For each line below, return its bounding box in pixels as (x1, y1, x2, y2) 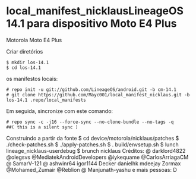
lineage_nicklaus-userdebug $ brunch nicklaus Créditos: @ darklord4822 (6, 147, 186, 154)
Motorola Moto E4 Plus (6, 36, 62, 43)
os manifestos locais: (6, 75, 58, 82)
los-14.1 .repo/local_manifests (6, 97, 86, 103)
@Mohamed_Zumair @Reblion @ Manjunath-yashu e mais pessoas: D (6, 166, 177, 173)
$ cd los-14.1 (6, 64, 42, 71)
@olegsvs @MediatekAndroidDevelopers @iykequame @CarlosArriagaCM (6, 153, 189, 161)
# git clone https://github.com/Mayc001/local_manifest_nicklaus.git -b (6, 92, 190, 98)
